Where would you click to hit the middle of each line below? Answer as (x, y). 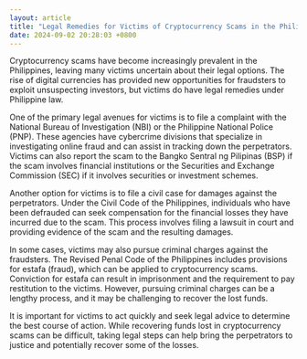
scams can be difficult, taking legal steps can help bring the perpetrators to (151, 335)
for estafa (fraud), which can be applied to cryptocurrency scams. (134, 269)
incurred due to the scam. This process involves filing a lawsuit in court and (152, 222)
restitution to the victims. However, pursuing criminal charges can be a (143, 289)
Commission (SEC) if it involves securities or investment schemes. (134, 175)
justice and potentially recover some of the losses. (104, 345)
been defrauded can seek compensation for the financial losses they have (149, 213)
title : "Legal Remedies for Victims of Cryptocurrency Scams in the (143, 26)
